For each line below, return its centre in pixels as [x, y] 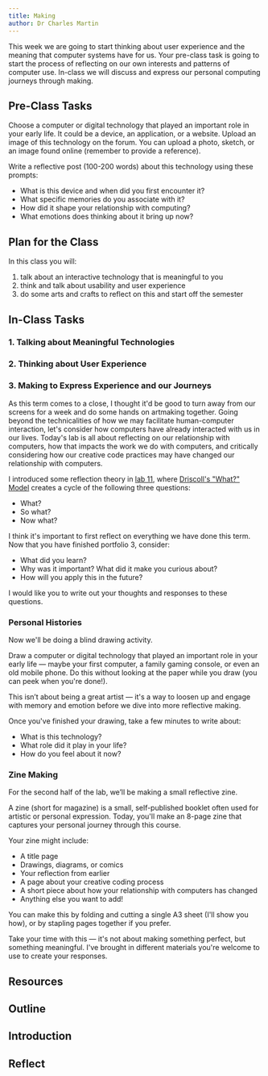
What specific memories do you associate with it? [102, 199]
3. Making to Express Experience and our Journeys [110, 386]
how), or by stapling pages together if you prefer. [90, 924]
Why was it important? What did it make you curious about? [119, 569]
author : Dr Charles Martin [54, 23]
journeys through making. [51, 81]
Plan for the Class [54, 242]
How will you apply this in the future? [81, 577]
